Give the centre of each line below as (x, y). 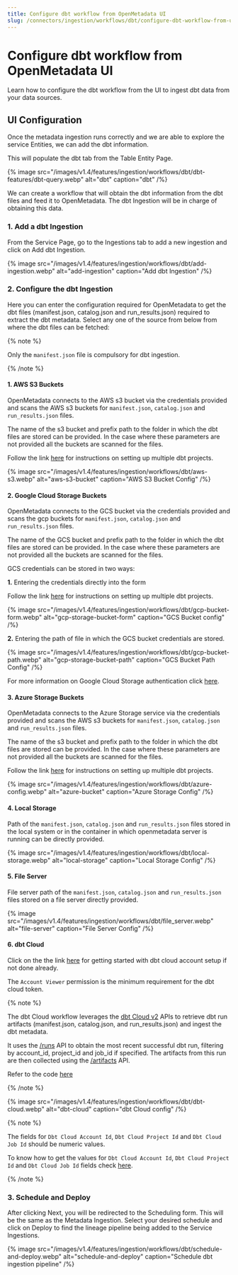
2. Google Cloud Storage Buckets (57, 495)
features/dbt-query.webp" (45, 180)
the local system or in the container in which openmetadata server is (107, 831)
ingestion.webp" (31, 271)
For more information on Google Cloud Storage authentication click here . (113, 681)
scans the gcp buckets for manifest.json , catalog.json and (94, 518)
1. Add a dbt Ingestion (45, 227)
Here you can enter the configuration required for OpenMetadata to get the (117, 305)
